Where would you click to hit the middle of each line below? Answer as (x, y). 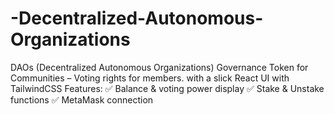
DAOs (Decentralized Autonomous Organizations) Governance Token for (159, 67)
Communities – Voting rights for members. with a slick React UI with (150, 78)
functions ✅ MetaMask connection (82, 99)
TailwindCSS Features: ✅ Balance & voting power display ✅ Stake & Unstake (167, 88)
